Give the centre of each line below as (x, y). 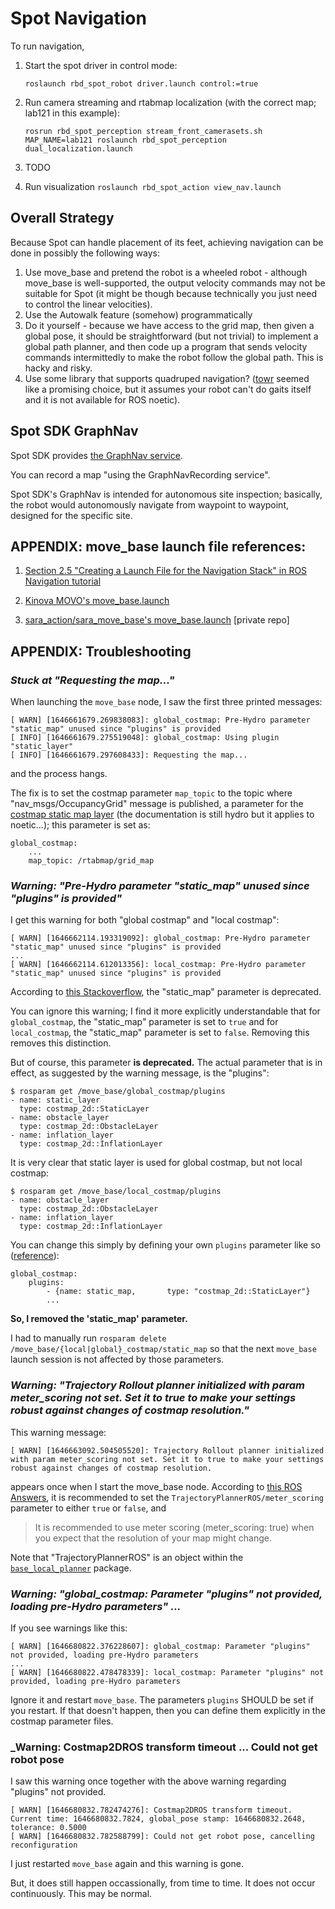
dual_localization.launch (78, 148)
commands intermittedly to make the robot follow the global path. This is (174, 357)
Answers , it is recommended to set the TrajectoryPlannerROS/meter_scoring (167, 1497)
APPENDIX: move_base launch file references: (158, 546)
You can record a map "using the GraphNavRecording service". (140, 474)
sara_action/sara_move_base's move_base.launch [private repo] (157, 620)
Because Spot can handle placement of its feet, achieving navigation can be (167, 242)
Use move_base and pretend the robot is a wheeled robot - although (166, 272)
